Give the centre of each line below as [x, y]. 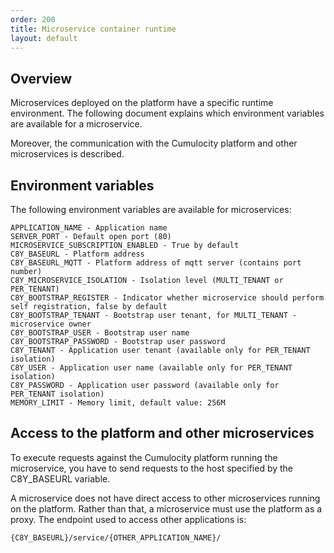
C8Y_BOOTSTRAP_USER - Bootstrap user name [100, 333]
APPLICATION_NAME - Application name [89, 228]
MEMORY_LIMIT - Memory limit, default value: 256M [118, 403]
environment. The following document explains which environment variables [167, 113]
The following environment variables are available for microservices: [151, 209]
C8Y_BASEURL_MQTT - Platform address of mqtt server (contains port [156, 263]
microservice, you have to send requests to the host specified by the [152, 468]
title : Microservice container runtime [93, 29]
